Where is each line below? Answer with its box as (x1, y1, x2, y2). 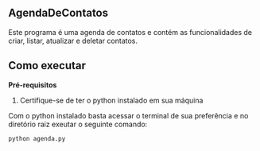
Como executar (8, 59, 86, 72)
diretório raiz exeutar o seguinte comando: (8, 119, 148, 129)
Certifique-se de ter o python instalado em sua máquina (19, 95, 204, 105)
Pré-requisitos (8, 79, 57, 90)
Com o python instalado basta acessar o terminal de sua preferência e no (8, 110, 249, 120)
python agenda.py (8, 134, 66, 142)
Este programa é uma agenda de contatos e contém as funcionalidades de (8, 27, 253, 37)
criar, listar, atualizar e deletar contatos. (8, 36, 138, 45)
